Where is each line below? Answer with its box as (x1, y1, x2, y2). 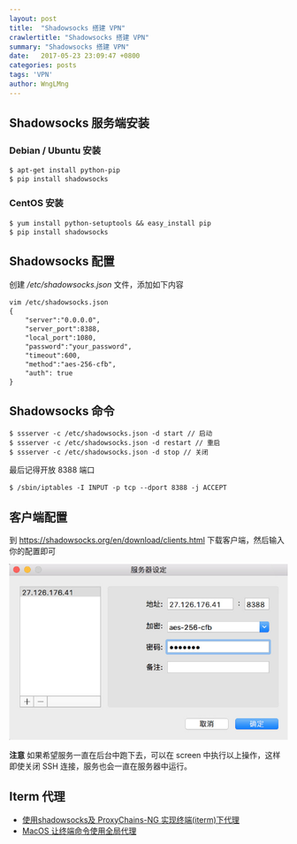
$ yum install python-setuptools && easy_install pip (9, 219, 212, 227)
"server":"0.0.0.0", (25, 315, 101, 325)
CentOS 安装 (9, 197, 64, 210)
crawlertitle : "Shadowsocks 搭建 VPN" (9, 33, 149, 42)
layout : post (9, 14, 57, 23)
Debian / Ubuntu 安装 (9, 144, 102, 157)
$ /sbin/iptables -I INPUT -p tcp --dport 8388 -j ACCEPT (9, 483, 227, 493)
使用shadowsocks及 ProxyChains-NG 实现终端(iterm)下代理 (21, 814, 240, 825)
